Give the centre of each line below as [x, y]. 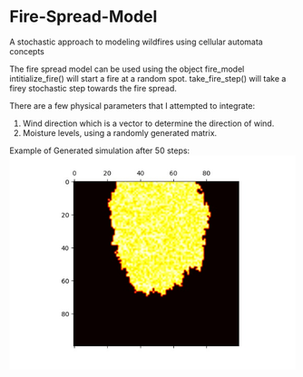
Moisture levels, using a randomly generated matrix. [120, 132]
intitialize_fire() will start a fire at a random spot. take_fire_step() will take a [148, 78]
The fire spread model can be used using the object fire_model [127, 69]
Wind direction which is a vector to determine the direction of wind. [148, 123]
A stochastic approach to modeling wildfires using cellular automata [136, 42]
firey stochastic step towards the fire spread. [93, 88]
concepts [27, 51]
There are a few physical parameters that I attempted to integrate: [132, 105]
